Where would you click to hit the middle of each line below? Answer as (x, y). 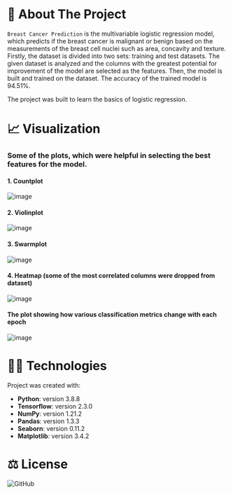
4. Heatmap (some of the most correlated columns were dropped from (111, 276)
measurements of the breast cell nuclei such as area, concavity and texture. (116, 48)
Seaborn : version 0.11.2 (51, 429)
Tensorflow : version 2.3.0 (55, 406)
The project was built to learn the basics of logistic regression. (97, 99)
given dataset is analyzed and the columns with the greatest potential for (112, 63)
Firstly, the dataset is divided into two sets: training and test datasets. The (114, 56)
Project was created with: (44, 385)
